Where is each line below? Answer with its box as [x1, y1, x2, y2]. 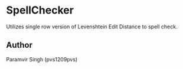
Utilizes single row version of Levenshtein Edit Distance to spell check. [6, 23, 178, 30]
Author [6, 40, 32, 50]
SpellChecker [6, 4, 74, 17]
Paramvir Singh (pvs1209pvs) [6, 55, 78, 63]
